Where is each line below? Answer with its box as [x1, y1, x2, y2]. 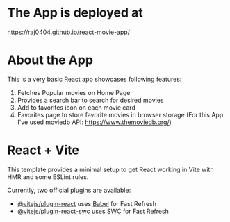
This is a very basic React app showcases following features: [7, 75, 182, 83]
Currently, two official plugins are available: [7, 186, 131, 194]
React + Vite [7, 142, 80, 158]
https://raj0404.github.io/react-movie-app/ [7, 28, 131, 36]
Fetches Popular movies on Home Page [17, 88, 131, 96]
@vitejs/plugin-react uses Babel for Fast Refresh [17, 199, 157, 207]
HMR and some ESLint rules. [7, 172, 89, 181]
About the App [7, 52, 94, 68]
